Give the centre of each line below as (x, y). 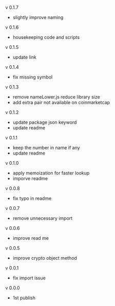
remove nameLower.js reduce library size (56, 97)
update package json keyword (45, 122)
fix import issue (29, 278)
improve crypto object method (45, 258)
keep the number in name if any (46, 148)
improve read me (31, 238)
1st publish (24, 298)
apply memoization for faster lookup (51, 173)
